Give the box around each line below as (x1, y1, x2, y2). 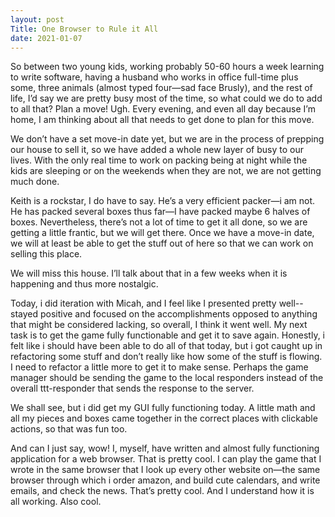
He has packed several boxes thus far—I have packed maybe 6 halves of (10, 206, 311, 218)
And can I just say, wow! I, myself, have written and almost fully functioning (10, 442, 320, 455)
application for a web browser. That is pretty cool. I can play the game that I (10, 453, 322, 465)
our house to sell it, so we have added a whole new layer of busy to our (10, 144, 304, 156)
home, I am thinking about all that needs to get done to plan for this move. (10, 114, 315, 126)
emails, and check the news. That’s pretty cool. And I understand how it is (10, 485, 315, 497)
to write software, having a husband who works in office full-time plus (10, 71, 299, 83)
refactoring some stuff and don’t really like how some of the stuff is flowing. (10, 351, 323, 363)
